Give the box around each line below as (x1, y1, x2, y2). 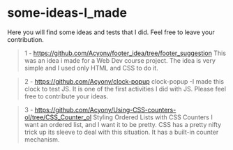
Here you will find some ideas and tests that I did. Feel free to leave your (7, 28, 215, 36)
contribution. (7, 35, 44, 43)
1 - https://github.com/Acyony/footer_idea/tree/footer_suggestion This (24, 49, 227, 57)
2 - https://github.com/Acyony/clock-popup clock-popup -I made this (24, 77, 225, 85)
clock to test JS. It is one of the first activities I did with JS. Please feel (24, 84, 227, 93)
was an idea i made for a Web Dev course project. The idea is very (24, 56, 216, 64)
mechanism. (24, 135, 60, 144)
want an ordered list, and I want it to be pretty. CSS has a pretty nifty (24, 120, 222, 128)
